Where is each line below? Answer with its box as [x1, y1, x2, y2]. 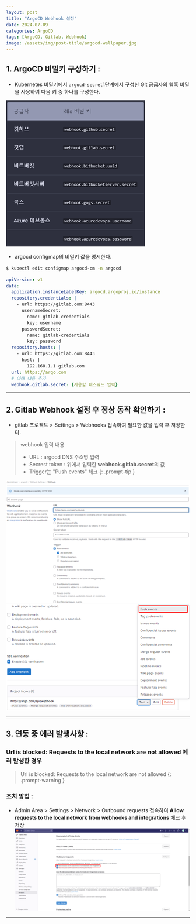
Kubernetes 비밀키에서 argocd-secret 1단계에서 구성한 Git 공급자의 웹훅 [14, 81, 179, 88]
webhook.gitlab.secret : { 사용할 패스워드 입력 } [11, 382, 118, 387]
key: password [27, 338, 61, 345]
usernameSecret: [21, 308, 61, 314]
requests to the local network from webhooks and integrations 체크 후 [14, 814, 187, 821]
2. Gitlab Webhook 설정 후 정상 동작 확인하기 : [6, 404, 166, 415]
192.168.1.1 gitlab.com [27, 363, 85, 369]
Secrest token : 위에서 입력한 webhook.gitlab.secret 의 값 [29, 461, 165, 468]
